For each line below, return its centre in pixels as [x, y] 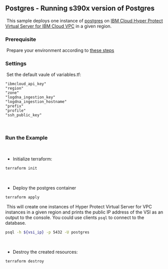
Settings [16, 64]
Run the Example [27, 138]
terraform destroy [25, 261]
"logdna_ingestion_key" [30, 97]
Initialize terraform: [32, 159]
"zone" [12, 93]
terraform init [21, 168]
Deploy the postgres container [44, 187]
